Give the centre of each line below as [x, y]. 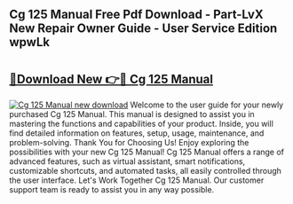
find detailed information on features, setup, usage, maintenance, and [137, 133]
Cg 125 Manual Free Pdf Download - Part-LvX [136, 15]
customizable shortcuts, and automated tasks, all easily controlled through [146, 171]
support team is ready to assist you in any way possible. [112, 189]
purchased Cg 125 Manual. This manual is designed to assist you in [132, 114]
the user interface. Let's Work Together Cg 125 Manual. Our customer [137, 180]
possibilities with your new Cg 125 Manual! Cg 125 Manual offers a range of [147, 152]
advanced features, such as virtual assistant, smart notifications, [127, 161]
